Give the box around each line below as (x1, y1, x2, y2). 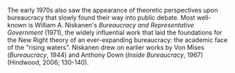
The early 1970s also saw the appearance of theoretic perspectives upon (7, 6, 219, 14)
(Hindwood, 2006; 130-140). (7, 58, 89, 66)
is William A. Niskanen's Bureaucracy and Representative (27, 21, 194, 29)
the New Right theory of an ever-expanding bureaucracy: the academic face (7, 36, 228, 44)
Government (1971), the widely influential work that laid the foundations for (7, 28, 222, 36)
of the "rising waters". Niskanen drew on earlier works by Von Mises (7, 44, 205, 51)
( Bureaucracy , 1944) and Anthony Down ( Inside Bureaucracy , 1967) (7, 51, 203, 59)
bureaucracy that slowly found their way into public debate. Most (7, 13, 196, 22)
